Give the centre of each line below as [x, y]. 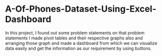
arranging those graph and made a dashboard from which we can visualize [81, 43]
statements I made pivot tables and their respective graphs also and [74, 38]
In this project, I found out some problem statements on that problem [75, 33]
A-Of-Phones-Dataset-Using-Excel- [81, 9]
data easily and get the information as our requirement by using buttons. [78, 48]
